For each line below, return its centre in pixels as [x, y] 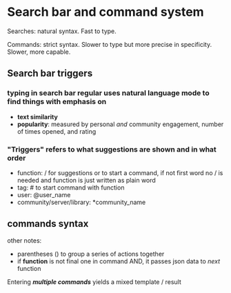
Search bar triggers [50, 73]
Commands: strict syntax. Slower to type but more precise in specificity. [110, 44]
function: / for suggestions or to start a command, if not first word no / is [120, 172]
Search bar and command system [106, 12]
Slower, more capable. [39, 52]
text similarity [38, 117]
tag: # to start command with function [71, 188]
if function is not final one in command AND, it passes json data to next [119, 261]
